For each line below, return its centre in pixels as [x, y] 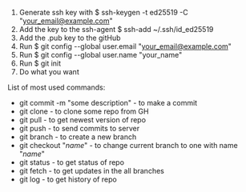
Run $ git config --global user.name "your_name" [101, 55]
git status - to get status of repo [72, 162]
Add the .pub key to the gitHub [70, 38]
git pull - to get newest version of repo [82, 120]
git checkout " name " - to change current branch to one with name [128, 145]
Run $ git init [40, 63]
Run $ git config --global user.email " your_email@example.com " [125, 46]
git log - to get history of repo [68, 179]
